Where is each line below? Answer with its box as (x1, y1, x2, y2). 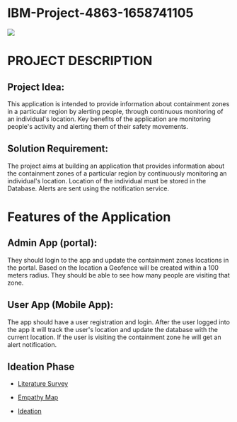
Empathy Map (17, 393, 59, 401)
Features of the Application (7, 209, 171, 224)
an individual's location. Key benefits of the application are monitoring (7, 115, 211, 123)
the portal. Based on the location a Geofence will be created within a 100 (7, 263, 219, 272)
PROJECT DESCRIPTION (7, 53, 153, 69)
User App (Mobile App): (7, 299, 114, 311)
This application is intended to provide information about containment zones (7, 99, 230, 108)
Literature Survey (17, 380, 69, 388)
